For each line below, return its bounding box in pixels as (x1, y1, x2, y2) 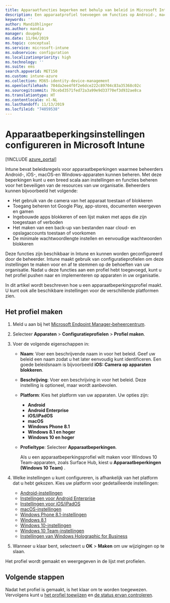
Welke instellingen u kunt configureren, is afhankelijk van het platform (12, 474, 158, 480)
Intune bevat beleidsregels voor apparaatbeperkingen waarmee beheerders (5, 166, 163, 172)
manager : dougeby (5, 31, 42, 36)
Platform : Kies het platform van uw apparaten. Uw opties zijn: (20, 392, 149, 398)
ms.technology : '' (5, 59, 44, 65)
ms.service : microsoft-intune (5, 45, 69, 50)
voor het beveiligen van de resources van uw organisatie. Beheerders (5, 182, 150, 188)
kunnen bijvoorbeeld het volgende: (5, 188, 78, 194)
